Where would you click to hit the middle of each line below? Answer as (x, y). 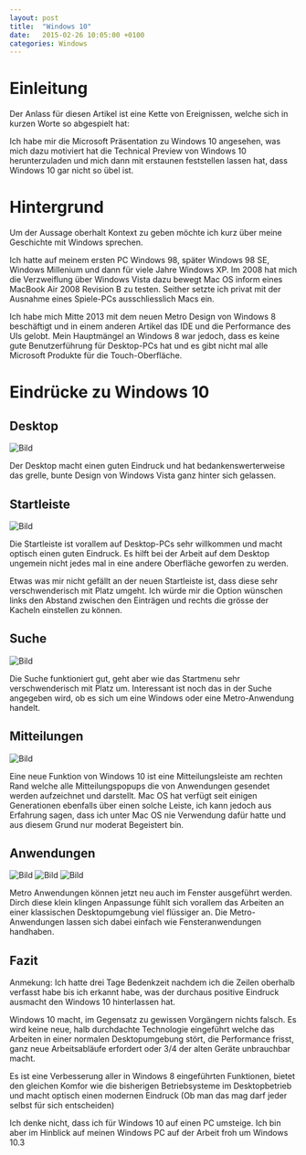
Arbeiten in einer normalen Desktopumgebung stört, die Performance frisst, (152, 1039)
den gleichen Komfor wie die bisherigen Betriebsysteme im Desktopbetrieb (151, 1086)
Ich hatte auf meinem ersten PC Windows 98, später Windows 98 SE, (140, 260)
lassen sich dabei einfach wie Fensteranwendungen (164, 922)
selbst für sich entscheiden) (62, 1106)
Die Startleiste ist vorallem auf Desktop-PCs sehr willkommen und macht (146, 544)
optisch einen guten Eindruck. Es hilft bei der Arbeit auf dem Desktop (140, 553)
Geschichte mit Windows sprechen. (76, 242)
